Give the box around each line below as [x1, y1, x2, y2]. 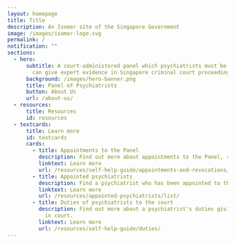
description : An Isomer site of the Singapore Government [7, 23, 180, 30]
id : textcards [25, 134, 68, 141]
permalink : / [7, 36, 45, 43]
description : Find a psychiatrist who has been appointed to [38, 179, 220, 186]
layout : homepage [7, 10, 58, 18]
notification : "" [7, 43, 58, 50]
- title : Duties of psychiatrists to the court [32, 199, 173, 207]
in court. [44, 212, 73, 219]
